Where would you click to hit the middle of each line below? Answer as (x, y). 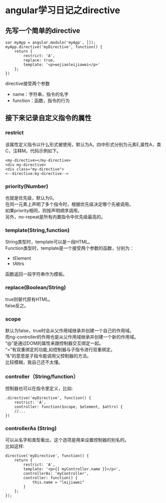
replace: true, (39, 60)
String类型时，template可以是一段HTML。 (49, 242)
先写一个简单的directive (43, 31)
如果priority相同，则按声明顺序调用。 (44, 210)
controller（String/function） (42, 376)
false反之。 (17, 305)
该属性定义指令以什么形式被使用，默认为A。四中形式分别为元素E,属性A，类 (83, 144)
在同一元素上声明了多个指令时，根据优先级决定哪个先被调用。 (69, 204)
